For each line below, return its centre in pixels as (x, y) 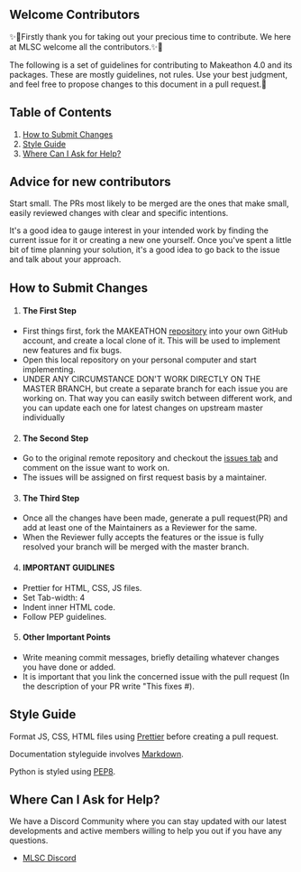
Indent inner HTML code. (68, 607)
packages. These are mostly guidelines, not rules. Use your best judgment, (149, 74)
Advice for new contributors (90, 182)
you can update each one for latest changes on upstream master (143, 408)
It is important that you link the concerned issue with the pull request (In (156, 676)
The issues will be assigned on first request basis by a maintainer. (145, 477)
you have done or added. (69, 667)
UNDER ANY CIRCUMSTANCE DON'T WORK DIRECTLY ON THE (141, 380)
